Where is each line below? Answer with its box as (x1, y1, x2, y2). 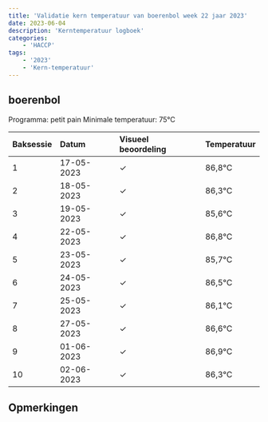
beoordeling (119, 143, 167, 154)
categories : (8, 34, 48, 42)
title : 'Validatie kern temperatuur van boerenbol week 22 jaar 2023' (8, 11, 248, 20)
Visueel (119, 133, 149, 145)
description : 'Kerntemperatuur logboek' (8, 26, 145, 34)
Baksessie (12, 138, 53, 149)
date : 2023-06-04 (8, 19, 66, 27)
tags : (8, 49, 26, 57)
